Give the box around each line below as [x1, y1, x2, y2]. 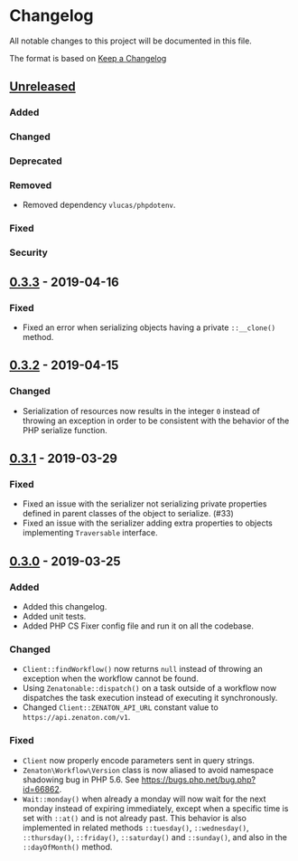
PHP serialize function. [22, 424, 108, 435]
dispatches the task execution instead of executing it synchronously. [22, 693, 278, 704]
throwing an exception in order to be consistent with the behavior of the [22, 415, 290, 426]
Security [9, 246, 48, 259]
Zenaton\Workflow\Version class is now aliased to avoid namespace [22, 764, 274, 775]
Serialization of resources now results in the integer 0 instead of [22, 405, 260, 416]
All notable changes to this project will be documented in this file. [9, 35, 253, 46]
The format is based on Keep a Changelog [9, 52, 167, 63]
